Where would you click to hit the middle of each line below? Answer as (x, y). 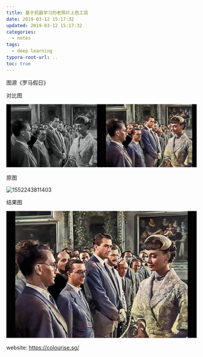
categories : (21, 32)
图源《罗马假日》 (27, 82)
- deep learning (32, 51)
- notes (21, 38)
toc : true (19, 63)
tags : (13, 45)
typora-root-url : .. (32, 57)
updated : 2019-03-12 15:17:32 (44, 25)
